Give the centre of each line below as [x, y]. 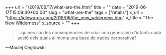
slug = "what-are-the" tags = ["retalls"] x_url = [96, 12]
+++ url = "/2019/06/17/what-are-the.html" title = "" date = [65, 7]
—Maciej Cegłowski [25, 47]
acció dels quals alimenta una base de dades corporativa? [77, 38]
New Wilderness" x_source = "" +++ [42, 23]
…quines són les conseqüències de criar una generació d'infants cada [89, 32]
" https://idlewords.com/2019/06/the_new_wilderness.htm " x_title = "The [79, 18]
